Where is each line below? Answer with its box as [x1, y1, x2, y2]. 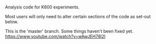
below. [5, 19, 19, 24]
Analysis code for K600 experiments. [5, 4, 79, 10]
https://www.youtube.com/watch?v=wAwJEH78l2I [5, 34, 106, 39]
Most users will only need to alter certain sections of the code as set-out [5, 14, 151, 19]
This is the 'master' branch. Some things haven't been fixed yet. [5, 28, 134, 34]
